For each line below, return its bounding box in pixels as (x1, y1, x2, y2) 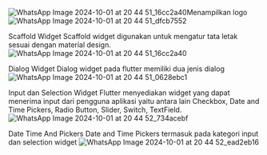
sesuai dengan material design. (8, 40, 112, 50)
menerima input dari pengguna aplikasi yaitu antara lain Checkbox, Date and (8, 97, 260, 105)
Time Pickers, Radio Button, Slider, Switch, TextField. (8, 105, 182, 114)
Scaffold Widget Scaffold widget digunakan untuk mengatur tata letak (8, 32, 238, 41)
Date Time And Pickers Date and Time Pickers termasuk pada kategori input (8, 129, 259, 138)
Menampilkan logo (186, 8, 248, 17)
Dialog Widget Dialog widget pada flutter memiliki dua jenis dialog (8, 64, 225, 74)
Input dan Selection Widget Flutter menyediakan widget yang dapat (8, 88, 230, 97)
